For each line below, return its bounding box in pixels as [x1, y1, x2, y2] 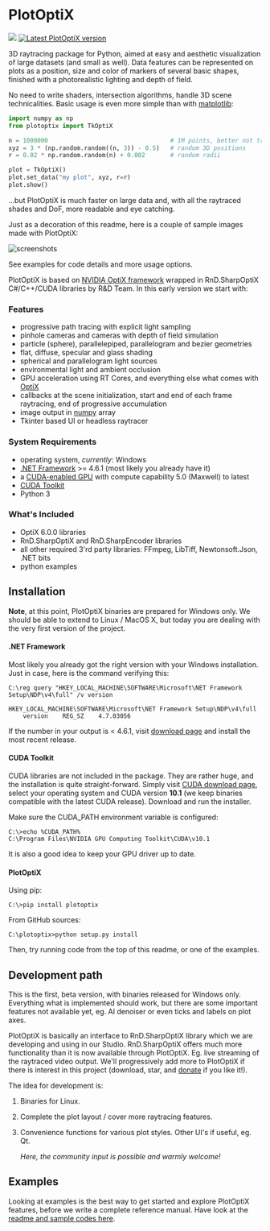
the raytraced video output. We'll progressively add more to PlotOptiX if [8, 1057, 245, 1067]
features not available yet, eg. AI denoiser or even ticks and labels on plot [8, 1007, 252, 1017]
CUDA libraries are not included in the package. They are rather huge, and [8, 771, 255, 781]
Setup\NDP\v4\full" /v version [8, 690, 113, 698]
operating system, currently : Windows [19, 454, 147, 464]
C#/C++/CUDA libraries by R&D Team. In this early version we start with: [8, 284, 248, 293]
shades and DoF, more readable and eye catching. [8, 204, 175, 213]
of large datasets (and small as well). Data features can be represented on [8, 57, 254, 67]
